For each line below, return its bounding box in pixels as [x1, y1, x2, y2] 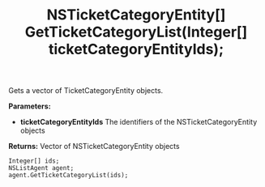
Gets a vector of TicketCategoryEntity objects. [8, 86, 164, 96]
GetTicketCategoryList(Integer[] [24, 23, 248, 41]
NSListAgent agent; [8, 164, 75, 172]
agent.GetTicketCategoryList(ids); [8, 172, 129, 180]
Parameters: [8, 101, 51, 111]
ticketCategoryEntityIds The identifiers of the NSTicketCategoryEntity [19, 117, 258, 127]
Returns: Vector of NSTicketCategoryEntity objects [8, 142, 180, 151]
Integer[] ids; [8, 157, 60, 165]
